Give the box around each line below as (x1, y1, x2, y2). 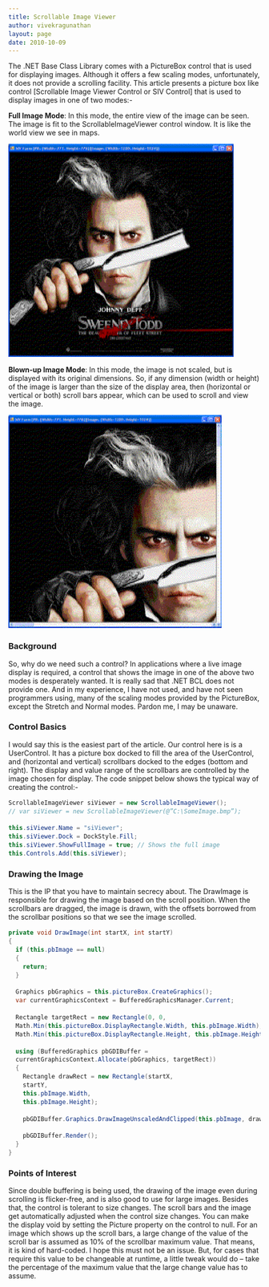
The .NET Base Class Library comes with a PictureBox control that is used (8, 61, 252, 71)
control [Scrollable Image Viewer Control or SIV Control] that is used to (8, 87, 242, 96)
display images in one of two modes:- (8, 95, 133, 105)
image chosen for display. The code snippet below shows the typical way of (8, 774, 259, 783)
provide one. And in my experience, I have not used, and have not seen (8, 684, 243, 694)
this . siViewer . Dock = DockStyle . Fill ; (8, 832, 138, 841)
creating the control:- (8, 782, 78, 791)
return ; (22, 962, 48, 970)
